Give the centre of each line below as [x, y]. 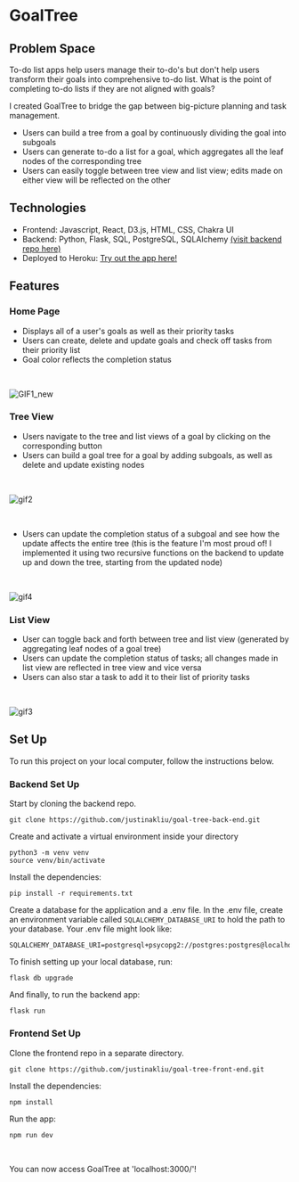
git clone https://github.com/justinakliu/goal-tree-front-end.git [137, 1069]
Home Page [35, 311]
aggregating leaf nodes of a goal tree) [92, 649]
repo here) [41, 248]
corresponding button [62, 446]
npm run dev [31, 1135]
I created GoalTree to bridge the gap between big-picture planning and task [148, 106]
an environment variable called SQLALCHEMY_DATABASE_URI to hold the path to [147, 920]
